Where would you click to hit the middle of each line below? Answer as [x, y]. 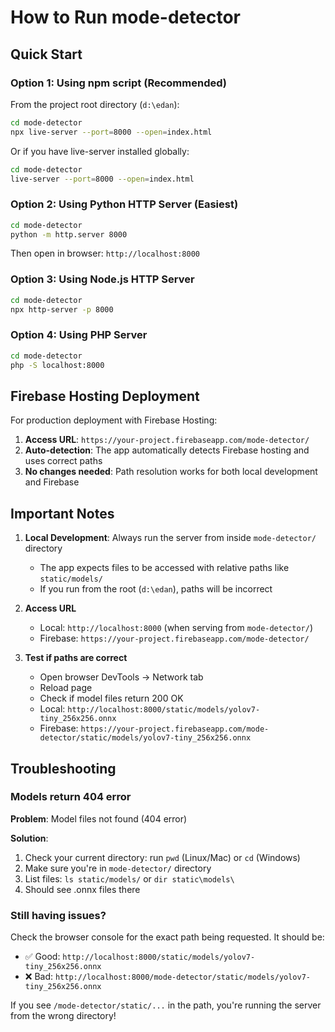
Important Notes [62, 513]
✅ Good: [42, 957]
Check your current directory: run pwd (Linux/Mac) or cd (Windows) [162, 857]
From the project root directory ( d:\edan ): [95, 104]
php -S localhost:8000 [57, 365]
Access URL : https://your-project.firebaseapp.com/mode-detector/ [167, 440]
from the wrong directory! [63, 1016]
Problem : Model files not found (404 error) [99, 818]
